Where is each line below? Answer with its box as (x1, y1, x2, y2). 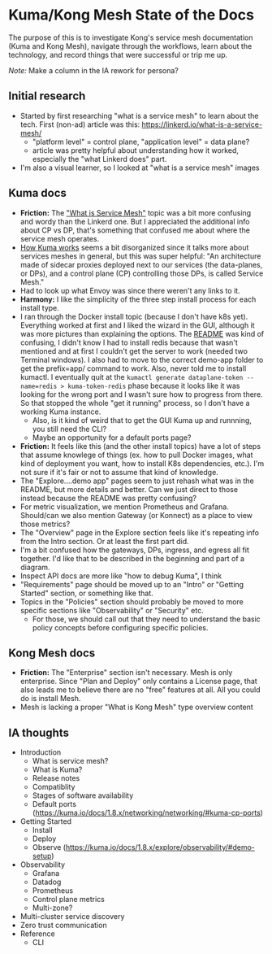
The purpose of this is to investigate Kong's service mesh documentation (8, 33, 253, 42)
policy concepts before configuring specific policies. (32, 622, 209, 632)
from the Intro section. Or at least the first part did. (19, 536, 189, 546)
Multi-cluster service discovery (19, 912, 125, 921)
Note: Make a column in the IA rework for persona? (8, 65, 179, 75)
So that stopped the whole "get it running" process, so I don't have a (19, 398, 250, 407)
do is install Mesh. (19, 694, 81, 704)
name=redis (19, 382, 58, 390)
